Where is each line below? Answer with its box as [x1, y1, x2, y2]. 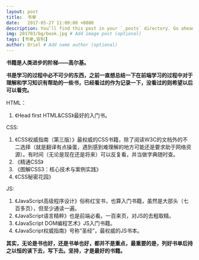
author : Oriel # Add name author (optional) [6, 42, 118, 48]
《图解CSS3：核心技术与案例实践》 [14, 165, 102, 173]
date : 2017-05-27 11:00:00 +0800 [6, 20, 94, 26]
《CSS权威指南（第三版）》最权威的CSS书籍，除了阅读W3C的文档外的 [14, 136, 183, 143]
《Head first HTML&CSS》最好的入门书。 [14, 111, 111, 119]
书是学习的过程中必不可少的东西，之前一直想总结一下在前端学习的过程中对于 [6, 71, 193, 79]
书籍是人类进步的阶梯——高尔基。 [6, 59, 89, 66]
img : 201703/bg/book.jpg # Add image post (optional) [6, 31, 142, 37]
